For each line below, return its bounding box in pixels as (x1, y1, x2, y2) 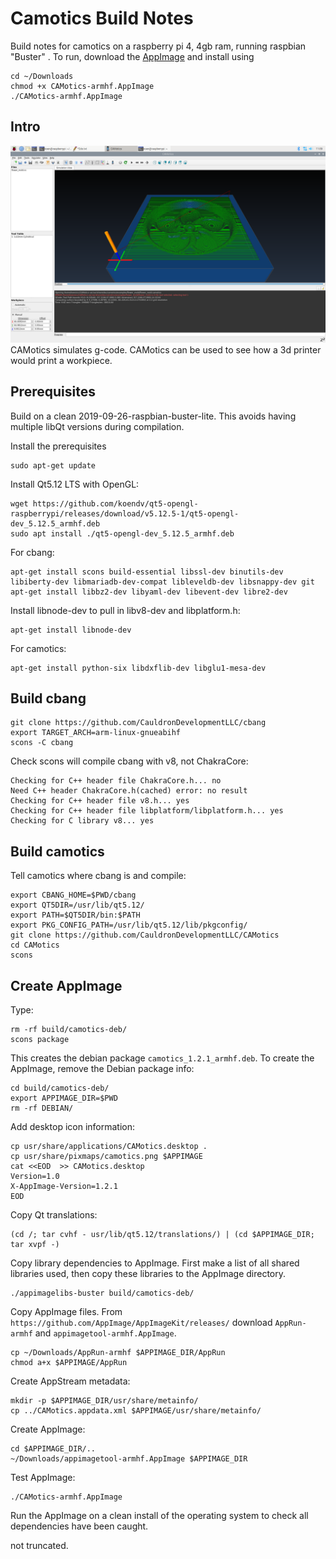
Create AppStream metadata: (10, 1375, 131, 1387)
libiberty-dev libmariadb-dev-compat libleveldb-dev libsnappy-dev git (10, 577, 315, 587)
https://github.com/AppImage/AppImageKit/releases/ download (10, 1317, 273, 1328)
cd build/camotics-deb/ (10, 1083, 110, 1093)
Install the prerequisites (10, 440, 107, 452)
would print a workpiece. (10, 354, 113, 366)
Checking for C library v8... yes (10, 816, 155, 826)
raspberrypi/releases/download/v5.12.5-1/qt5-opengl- (10, 508, 240, 519)
